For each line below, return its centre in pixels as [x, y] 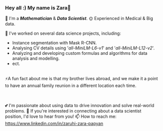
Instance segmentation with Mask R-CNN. [54, 43]
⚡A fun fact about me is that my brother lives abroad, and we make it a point [81, 79]
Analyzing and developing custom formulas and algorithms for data [80, 53]
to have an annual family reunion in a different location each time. [71, 86]
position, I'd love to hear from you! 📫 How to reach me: [61, 116]
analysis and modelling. [36, 59]
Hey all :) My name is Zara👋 [38, 8]
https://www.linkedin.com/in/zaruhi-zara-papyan [54, 124]
